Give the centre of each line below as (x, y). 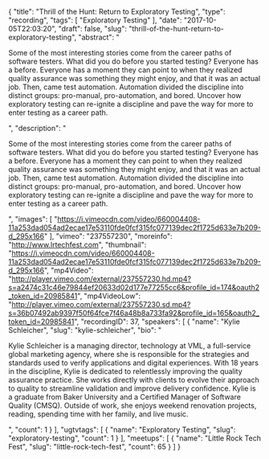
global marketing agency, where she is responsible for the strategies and (129, 354)
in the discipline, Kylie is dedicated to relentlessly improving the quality (125, 371)
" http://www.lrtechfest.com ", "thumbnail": (77, 245)
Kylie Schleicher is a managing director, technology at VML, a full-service (130, 346)
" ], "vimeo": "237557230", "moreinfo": (108, 236)
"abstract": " (99, 37)
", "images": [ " (33, 219)
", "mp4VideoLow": (109, 296)
